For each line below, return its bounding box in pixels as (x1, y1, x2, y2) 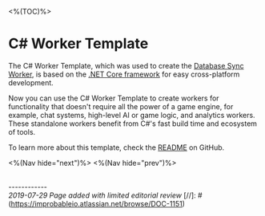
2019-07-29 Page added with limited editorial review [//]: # (8, 190, 203, 200)
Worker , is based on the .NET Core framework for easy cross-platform (8, 69, 240, 79)
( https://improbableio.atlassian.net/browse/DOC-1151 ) (8, 198, 186, 208)
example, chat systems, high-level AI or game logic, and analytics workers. (8, 110, 255, 120)
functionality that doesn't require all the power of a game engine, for (8, 101, 234, 111)
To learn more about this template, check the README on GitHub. (8, 143, 225, 152)
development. (8, 77, 54, 87)
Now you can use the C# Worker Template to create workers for (8, 93, 219, 103)
